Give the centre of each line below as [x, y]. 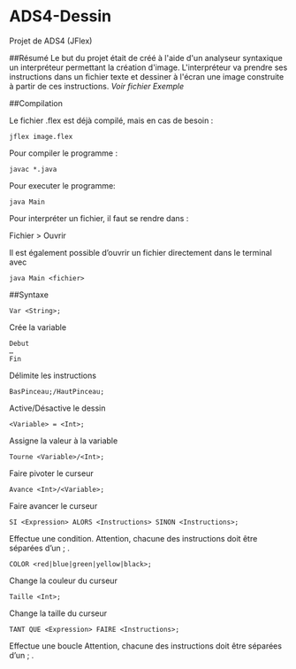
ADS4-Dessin [61, 16]
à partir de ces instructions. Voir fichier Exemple [97, 86]
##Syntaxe [29, 295]
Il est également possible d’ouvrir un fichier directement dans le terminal [140, 252]
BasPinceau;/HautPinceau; [57, 391]
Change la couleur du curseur [63, 581]
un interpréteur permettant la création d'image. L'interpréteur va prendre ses [148, 67]
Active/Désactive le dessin [57, 408]
